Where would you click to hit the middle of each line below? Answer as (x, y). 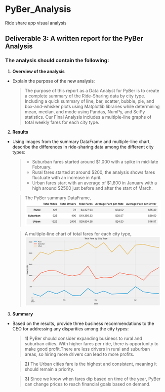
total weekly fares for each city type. (62, 122)
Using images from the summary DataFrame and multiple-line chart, (82, 141)
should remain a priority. (49, 369)
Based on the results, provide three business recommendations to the (83, 323)
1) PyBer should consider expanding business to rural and (83, 338)
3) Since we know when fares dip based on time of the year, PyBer (92, 379)
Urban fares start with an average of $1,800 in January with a (94, 183)
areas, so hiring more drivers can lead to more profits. (79, 354)
